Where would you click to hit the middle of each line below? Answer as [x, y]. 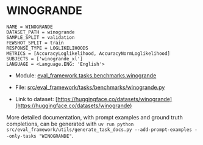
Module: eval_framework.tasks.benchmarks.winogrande [86, 75]
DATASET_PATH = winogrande [41, 32]
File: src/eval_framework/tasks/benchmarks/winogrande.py [90, 87]
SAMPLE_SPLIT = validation [41, 37]
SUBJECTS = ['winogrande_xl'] [45, 58]
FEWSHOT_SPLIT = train [35, 43]
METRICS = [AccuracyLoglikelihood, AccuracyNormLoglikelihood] [88, 53]
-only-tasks [21, 136]
